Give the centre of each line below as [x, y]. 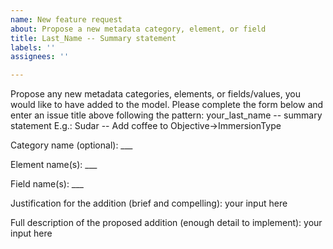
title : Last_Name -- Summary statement [93, 38]
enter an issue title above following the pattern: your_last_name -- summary [166, 115]
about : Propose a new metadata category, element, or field [138, 29]
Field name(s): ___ [47, 184]
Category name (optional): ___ [71, 145]
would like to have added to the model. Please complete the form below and [167, 105]
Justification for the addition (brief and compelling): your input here [149, 203]
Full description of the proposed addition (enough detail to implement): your [166, 223]
